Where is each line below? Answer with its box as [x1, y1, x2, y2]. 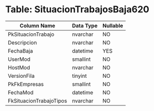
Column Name [19, 22, 55, 29]
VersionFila [8, 72, 35, 79]
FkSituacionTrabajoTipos [8, 97, 68, 104]
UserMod [8, 55, 31, 62]
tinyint [72, 72, 87, 79]
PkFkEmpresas [8, 80, 44, 87]
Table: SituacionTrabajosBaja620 [5, 4, 149, 15]
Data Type [72, 22, 98, 29]
